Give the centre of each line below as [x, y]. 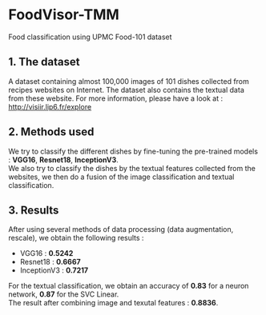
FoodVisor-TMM [64, 15]
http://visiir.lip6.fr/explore [50, 106]
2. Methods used [51, 132]
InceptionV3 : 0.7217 [54, 270]
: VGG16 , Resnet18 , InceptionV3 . [63, 159]
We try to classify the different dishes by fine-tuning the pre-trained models [133, 151]
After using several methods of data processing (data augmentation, [121, 229]
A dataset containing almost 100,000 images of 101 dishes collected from [129, 81]
